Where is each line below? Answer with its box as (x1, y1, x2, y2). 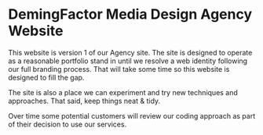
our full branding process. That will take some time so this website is (8, 64, 230, 73)
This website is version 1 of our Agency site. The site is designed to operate (8, 48, 253, 57)
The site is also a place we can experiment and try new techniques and (8, 87, 238, 97)
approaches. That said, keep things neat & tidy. (8, 96, 161, 105)
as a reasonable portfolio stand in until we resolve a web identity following (8, 56, 248, 66)
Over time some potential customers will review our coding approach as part (8, 111, 256, 120)
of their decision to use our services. (8, 119, 127, 129)
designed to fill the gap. (8, 73, 85, 82)
